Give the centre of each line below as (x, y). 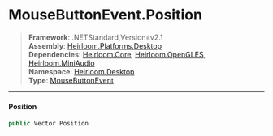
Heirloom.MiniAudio (61, 63)
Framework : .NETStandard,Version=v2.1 (95, 37)
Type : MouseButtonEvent (71, 80)
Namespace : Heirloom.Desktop (81, 71)
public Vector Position (49, 124)
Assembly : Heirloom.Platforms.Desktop (95, 45)
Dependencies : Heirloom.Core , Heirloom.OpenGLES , (117, 54)
